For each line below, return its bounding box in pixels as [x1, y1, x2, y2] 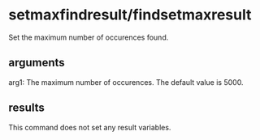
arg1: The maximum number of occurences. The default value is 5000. [8, 77, 244, 87]
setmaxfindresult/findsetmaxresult [8, 6, 252, 24]
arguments [8, 56, 65, 70]
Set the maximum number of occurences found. [8, 32, 169, 42]
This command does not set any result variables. [8, 122, 171, 132]
